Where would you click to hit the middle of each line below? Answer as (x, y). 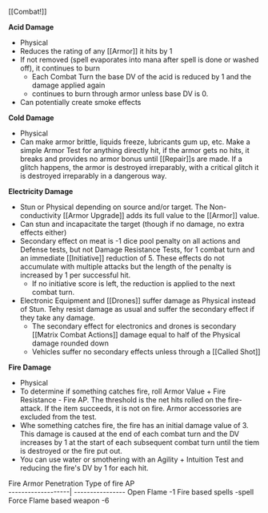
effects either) (43, 232)
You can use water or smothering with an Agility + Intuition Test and (132, 459)
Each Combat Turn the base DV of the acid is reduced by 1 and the (142, 77)
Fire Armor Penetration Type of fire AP (72, 483)
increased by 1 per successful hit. (75, 275)
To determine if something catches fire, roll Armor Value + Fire (123, 391)
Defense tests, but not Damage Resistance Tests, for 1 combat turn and (137, 249)
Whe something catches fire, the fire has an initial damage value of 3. (134, 425)
